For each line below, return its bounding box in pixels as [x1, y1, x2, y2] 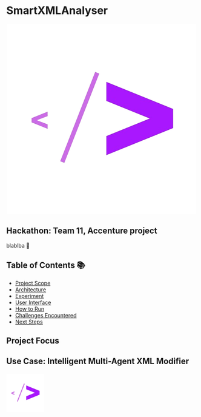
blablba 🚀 [6, 242, 30, 249]
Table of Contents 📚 [6, 260, 86, 271]
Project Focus [6, 335, 59, 346]
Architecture [15, 286, 47, 293]
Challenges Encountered [15, 311, 77, 319]
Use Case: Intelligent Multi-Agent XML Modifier [6, 356, 189, 367]
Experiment [15, 292, 44, 299]
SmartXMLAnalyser [6, 4, 108, 18]
